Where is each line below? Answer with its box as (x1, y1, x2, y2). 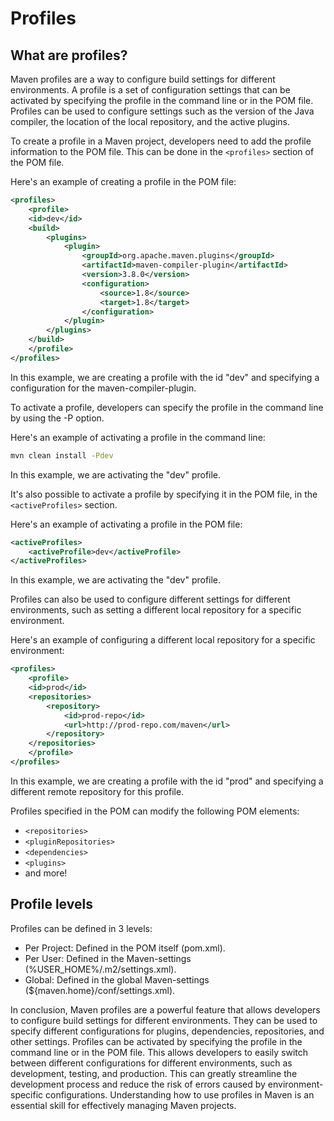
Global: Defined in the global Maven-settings (24, 973, 210, 986)
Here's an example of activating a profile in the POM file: (10, 518, 243, 530)
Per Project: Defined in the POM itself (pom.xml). (24, 942, 226, 954)
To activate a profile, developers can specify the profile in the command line (10, 401, 324, 413)
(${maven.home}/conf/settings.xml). (24, 984, 176, 996)
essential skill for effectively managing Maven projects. (10, 1099, 237, 1111)
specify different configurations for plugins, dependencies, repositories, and (10, 1025, 325, 1037)
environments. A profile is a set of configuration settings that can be (10, 84, 291, 96)
